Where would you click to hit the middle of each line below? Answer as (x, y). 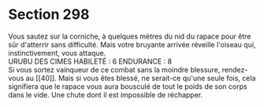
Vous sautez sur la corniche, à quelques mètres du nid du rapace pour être (130, 36)
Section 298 (49, 15)
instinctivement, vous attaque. (57, 53)
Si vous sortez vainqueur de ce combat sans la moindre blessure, (114, 69)
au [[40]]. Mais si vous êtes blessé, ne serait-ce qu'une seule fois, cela (141, 78)
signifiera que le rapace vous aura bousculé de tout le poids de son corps (128, 86)
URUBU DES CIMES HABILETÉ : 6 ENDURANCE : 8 (90, 61)
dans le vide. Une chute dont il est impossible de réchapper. (106, 94)
